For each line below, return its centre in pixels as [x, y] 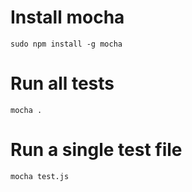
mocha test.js [40, 176]
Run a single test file [96, 150]
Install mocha [67, 17]
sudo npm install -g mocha [66, 44]
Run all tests [62, 83]
